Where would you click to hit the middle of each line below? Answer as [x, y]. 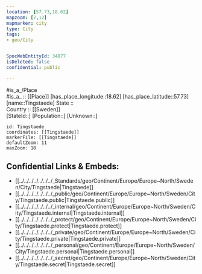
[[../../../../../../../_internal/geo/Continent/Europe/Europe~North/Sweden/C [105, 207]
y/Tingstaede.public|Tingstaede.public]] [65, 200]
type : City [20, 29]
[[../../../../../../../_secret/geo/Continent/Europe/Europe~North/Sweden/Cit [105, 258]
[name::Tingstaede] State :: [40, 103]
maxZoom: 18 [21, 148]
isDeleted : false [28, 62]
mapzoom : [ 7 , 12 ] [27, 18]
